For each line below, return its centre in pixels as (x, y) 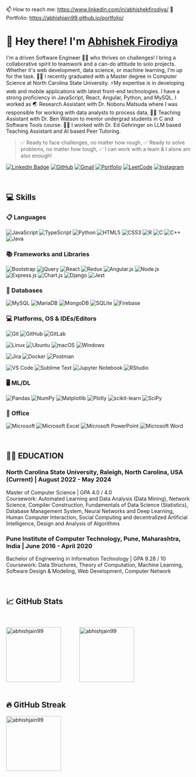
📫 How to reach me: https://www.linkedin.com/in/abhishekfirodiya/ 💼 (90, 9)
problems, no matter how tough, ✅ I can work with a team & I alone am (105, 149)
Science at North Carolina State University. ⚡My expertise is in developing (95, 82)
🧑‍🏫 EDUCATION (35, 455)
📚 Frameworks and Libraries (48, 254)
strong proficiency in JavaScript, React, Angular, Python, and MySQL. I (91, 97)
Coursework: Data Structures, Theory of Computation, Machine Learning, (94, 565)
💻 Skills (21, 197)
